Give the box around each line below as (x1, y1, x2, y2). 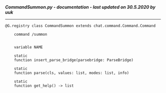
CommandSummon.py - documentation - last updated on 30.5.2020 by (5, 4, 156, 10)
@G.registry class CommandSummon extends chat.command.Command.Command (5, 23, 156, 28)
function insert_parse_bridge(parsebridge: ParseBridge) (14, 58, 134, 63)
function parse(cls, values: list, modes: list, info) (14, 70, 129, 75)
